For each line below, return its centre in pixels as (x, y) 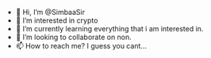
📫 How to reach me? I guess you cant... (81, 46)
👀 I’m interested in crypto (57, 20)
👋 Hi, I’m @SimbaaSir (50, 12)
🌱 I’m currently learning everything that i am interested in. (109, 29)
